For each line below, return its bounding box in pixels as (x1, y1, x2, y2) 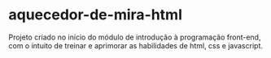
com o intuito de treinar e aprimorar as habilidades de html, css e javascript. (8, 40, 263, 50)
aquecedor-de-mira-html (8, 6, 183, 24)
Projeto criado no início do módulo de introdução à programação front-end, (8, 32, 261, 42)
